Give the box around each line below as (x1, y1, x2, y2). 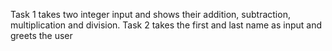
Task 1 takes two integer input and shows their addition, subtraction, (10, 9, 291, 20)
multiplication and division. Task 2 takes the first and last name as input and (10, 19, 322, 31)
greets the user (10, 30, 73, 41)
